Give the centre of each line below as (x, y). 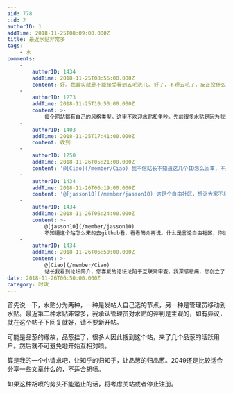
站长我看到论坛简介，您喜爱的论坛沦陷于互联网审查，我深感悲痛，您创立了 (135, 271)
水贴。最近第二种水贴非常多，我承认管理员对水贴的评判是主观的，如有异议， (116, 314)
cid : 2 (17, 20)
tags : (15, 46)
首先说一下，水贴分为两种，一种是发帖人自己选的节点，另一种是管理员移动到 (116, 305)
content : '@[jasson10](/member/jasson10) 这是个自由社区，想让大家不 (128, 194)
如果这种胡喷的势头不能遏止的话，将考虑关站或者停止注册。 (92, 384)
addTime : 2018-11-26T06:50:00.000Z (84, 252)
